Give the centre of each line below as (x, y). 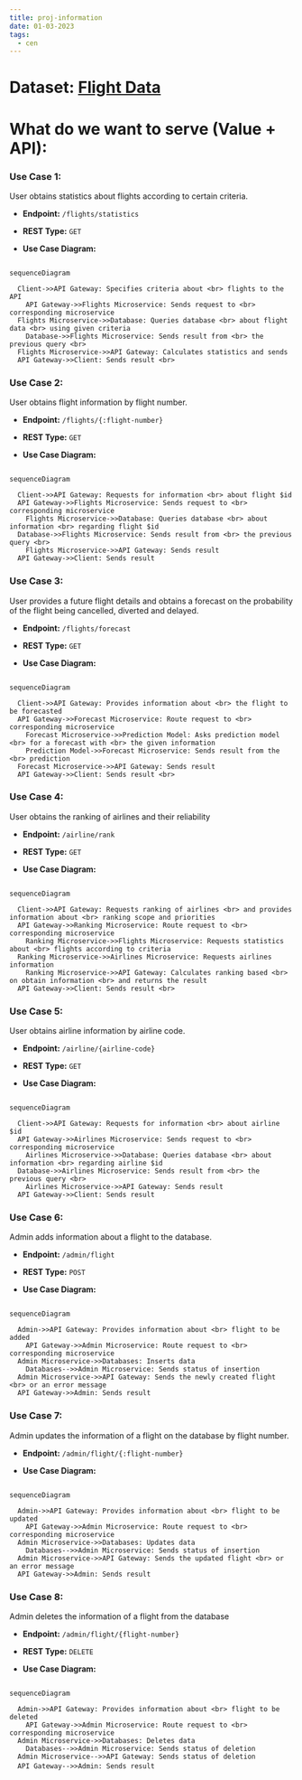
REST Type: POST (54, 1272)
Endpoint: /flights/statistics (81, 213)
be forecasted (36, 711)
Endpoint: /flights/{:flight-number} (93, 420)
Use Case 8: (37, 1597)
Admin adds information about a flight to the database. (111, 1237)
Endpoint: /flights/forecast (77, 628)
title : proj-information (56, 18)
